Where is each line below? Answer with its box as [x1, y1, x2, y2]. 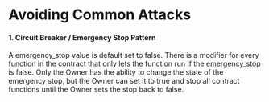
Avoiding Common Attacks [8, 6, 192, 24]
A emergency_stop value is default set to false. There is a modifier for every [8, 51, 259, 60]
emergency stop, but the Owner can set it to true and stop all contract [8, 76, 240, 86]
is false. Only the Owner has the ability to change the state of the [8, 67, 224, 77]
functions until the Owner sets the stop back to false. [8, 84, 184, 94]
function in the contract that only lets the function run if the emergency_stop [8, 59, 262, 69]
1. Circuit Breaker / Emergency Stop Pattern [8, 32, 156, 42]
